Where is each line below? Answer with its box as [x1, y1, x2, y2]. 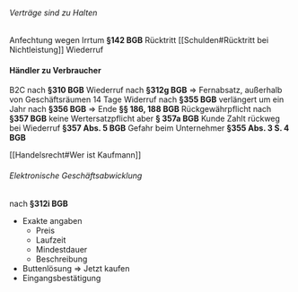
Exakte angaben [22, 215, 83, 226]
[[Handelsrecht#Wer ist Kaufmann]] [9, 150, 142, 160]
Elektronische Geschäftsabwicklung [9, 170, 143, 181]
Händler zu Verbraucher [9, 64, 101, 75]
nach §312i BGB [9, 198, 69, 209]
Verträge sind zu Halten [9, 7, 98, 18]
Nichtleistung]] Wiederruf [9, 45, 104, 56]
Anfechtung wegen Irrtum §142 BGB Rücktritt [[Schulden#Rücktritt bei [9, 35, 269, 46]
